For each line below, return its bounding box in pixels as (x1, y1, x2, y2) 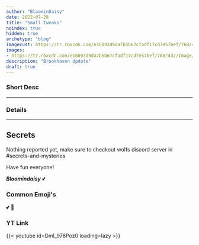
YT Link (6, 219, 29, 227)
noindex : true (6, 25, 41, 31)
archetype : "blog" (6, 36, 52, 42)
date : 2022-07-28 (6, 14, 49, 20)
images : (6, 47, 25, 53)
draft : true (6, 63, 36, 70)
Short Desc (6, 83, 40, 92)
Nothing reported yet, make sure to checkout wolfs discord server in (6, 146, 173, 153)
